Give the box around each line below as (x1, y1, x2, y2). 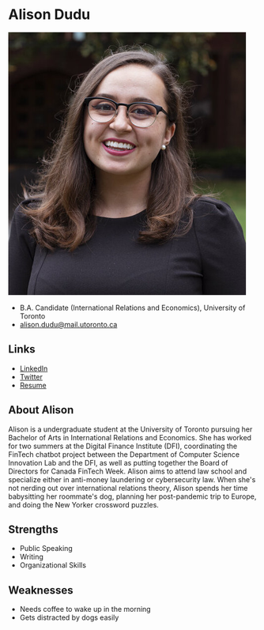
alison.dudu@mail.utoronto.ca (19, 319, 118, 329)
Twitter (19, 372, 43, 381)
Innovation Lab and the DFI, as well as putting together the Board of (8, 458, 228, 467)
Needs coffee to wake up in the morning (19, 605, 152, 614)
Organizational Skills (19, 560, 87, 570)
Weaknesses (8, 583, 74, 597)
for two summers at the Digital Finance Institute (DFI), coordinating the (8, 441, 238, 451)
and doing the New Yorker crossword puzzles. (8, 500, 160, 509)
